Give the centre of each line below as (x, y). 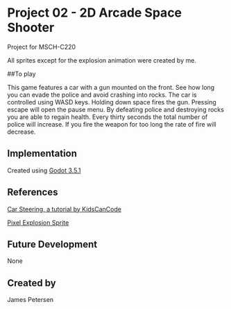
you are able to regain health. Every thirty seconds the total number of (108, 117)
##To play (22, 74)
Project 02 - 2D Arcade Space (95, 13)
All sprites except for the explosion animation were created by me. (102, 60)
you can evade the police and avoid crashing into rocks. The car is (102, 95)
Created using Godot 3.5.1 (44, 170)
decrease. (22, 132)
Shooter (31, 27)
